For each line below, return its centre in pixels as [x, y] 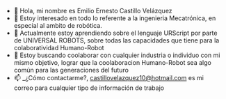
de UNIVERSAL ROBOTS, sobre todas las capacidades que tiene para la [116, 40]
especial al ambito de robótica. [58, 25]
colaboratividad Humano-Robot [59, 48]
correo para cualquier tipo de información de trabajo [89, 88]
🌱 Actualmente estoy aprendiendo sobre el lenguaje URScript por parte [115, 33]
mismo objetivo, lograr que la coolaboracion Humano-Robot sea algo [113, 62]
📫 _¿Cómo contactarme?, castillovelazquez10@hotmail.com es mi [108, 78]
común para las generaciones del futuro [71, 70]
